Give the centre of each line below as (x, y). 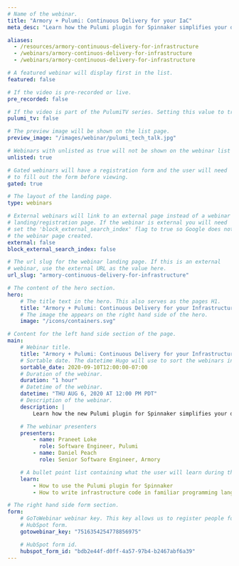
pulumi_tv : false (33, 118)
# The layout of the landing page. (60, 197)
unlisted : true (30, 158)
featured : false (31, 79)
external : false (31, 242)
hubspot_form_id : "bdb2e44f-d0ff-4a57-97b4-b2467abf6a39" (108, 551)
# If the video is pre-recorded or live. (70, 92)
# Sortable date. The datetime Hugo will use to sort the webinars (122, 361)
